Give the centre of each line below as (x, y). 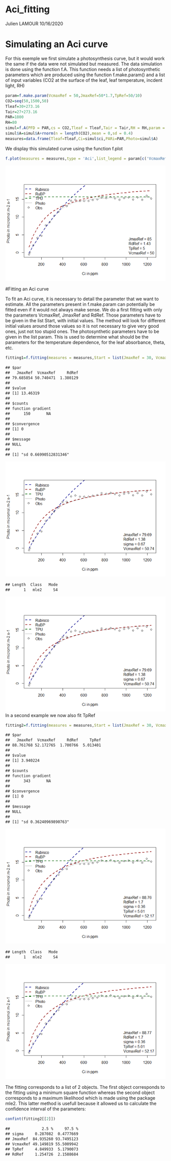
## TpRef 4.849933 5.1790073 (42, 1149)
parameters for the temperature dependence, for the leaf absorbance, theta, (85, 342)
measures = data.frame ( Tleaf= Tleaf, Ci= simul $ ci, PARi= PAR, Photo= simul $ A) (82, 139)
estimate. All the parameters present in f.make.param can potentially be (80, 304)
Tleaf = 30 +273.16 (22, 106)
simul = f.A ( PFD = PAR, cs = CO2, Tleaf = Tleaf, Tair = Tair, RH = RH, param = (85, 128)
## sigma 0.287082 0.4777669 (42, 1134)
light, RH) (15, 85)
